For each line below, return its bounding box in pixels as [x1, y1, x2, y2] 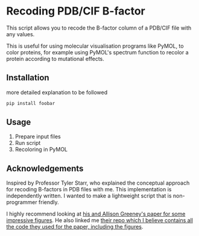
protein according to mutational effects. [6, 55, 104, 62]
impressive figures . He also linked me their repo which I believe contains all [6, 217, 193, 224]
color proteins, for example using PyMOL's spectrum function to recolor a [6, 48, 189, 56]
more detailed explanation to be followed [6, 89, 107, 96]
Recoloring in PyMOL [14, 146, 68, 153]
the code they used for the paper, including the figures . [6, 223, 144, 231]
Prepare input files [14, 133, 62, 140]
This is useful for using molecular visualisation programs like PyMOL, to [6, 42, 184, 49]
